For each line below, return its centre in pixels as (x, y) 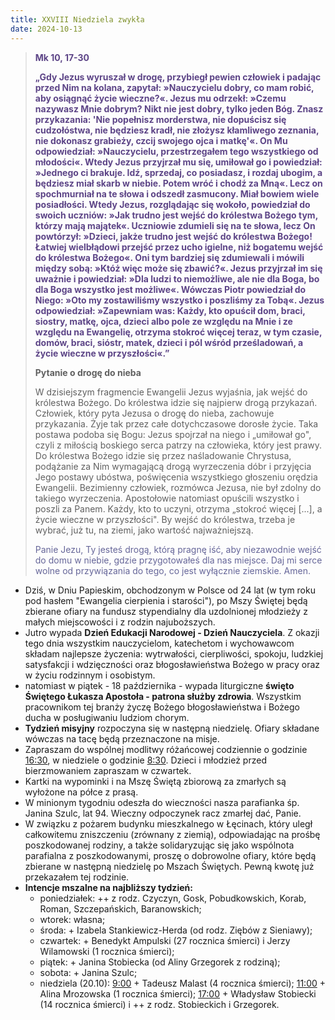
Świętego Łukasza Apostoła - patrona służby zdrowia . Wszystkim (163, 696)
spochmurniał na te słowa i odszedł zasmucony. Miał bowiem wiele (177, 193)
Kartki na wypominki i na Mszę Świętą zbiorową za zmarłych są (155, 781)
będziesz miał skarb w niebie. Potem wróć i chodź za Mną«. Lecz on (178, 183)
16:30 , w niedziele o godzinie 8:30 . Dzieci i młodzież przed (145, 760)
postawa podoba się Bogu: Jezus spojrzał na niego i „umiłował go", (173, 434)
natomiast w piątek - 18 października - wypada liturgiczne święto (159, 685)
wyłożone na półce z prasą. (81, 792)
